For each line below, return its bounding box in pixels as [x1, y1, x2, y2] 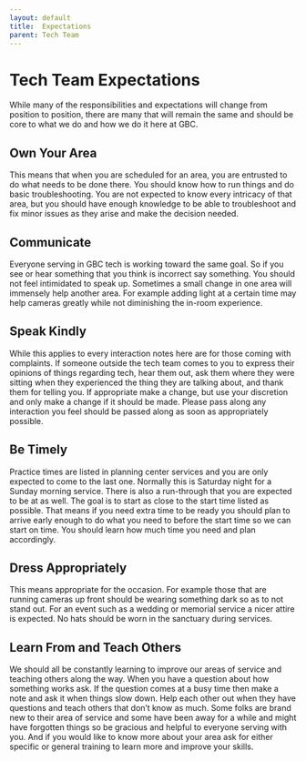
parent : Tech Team [9, 30, 79, 39]
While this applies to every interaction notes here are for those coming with [9, 348, 291, 359]
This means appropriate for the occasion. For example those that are [9, 584, 267, 595]
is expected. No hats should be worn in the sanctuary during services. [9, 614, 273, 624]
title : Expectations [9, 22, 92, 31]
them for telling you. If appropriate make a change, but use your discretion [9, 386, 289, 397]
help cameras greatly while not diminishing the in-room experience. [9, 297, 263, 308]
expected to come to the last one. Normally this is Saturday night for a [9, 475, 272, 487]
